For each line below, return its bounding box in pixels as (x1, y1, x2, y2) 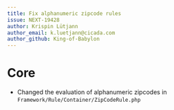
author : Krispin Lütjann (7, 23, 78, 30)
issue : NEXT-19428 (7, 16, 60, 23)
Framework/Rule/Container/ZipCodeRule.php (17, 97, 141, 104)
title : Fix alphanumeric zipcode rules (7, 10, 122, 17)
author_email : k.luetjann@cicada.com (7, 29, 116, 36)
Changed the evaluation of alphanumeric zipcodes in (17, 88, 167, 96)
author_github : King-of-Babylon (7, 36, 100, 43)
